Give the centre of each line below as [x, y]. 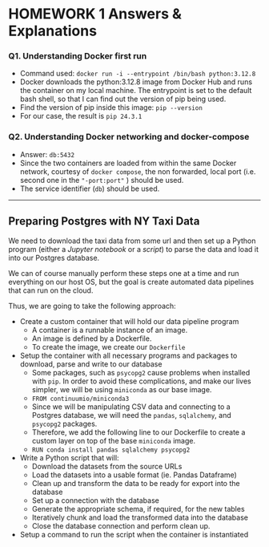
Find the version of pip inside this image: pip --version [111, 107]
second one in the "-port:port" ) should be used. [102, 180]
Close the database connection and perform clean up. [121, 525]
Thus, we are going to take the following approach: [92, 306]
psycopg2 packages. [64, 423]
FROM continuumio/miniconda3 [80, 399]
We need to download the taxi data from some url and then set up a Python [132, 241]
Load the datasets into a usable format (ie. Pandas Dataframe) [134, 475]
